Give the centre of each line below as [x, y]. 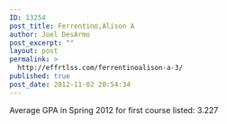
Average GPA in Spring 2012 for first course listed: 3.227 [114, 110]
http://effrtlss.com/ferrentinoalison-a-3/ [100, 68]
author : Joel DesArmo [50, 34]
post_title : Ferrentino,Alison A [72, 26]
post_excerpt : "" [42, 43]
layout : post [34, 51]
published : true [40, 76]
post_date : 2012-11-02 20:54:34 [70, 84]
